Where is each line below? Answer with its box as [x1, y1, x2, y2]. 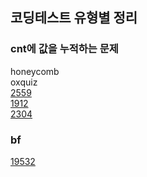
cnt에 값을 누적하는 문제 [10, 42, 119, 56]
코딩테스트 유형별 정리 [10, 9, 138, 27]
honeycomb [10, 65, 60, 77]
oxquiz [10, 76, 38, 88]
